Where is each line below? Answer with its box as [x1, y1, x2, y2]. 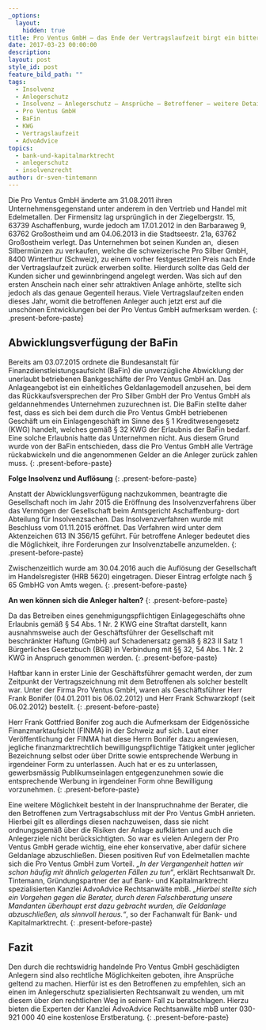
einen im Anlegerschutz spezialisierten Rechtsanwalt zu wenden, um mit [8, 987, 245, 997]
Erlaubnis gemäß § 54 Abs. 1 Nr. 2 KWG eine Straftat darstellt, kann [8, 619, 227, 628]
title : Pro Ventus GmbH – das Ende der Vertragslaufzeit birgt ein [8, 33, 236, 42]
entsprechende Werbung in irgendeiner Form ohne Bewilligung [8, 776, 214, 785]
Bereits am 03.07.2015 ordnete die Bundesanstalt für [8, 357, 180, 367]
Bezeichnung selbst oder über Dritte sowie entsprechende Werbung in [8, 750, 238, 761]
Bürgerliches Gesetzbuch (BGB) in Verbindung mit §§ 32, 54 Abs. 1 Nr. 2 [8, 644, 244, 654]
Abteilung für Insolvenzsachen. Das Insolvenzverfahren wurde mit [8, 514, 224, 524]
